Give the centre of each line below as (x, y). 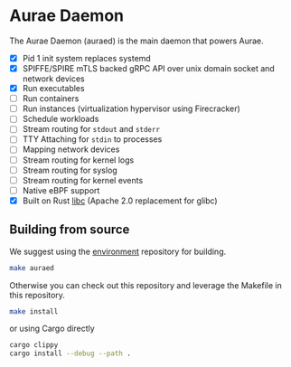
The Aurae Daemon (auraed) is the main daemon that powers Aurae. (136, 41)
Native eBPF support (61, 190)
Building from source (70, 230)
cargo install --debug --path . (70, 353)
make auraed (32, 268)
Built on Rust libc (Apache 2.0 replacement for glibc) (120, 201)
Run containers (51, 99)
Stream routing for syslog (70, 170)
